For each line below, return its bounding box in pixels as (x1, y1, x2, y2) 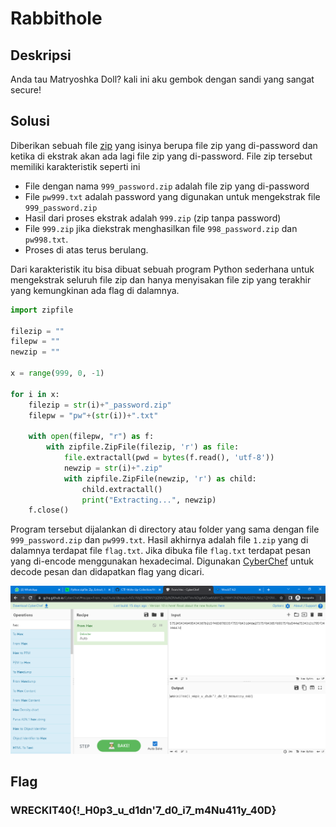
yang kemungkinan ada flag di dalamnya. (10, 284, 180, 296)
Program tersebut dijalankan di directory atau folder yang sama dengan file (10, 523, 320, 536)
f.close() (28, 505, 70, 516)
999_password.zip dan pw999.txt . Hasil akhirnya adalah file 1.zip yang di (10, 534, 309, 546)
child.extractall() (81, 484, 163, 494)
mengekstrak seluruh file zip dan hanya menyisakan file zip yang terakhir (10, 273, 312, 286)
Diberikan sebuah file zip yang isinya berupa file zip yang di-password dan (10, 139, 318, 151)
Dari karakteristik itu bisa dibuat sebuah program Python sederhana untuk (10, 263, 315, 275)
